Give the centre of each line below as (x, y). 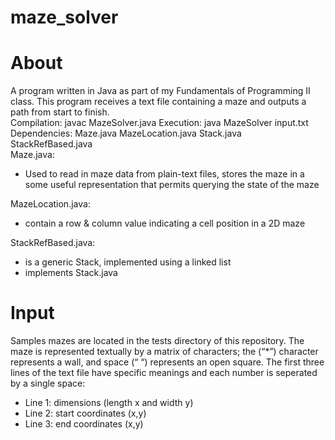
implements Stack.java (71, 273)
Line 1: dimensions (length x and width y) (109, 403)
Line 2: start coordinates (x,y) (85, 413)
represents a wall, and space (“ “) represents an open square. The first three (167, 362)
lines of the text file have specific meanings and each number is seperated (164, 373)
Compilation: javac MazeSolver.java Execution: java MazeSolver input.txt (159, 123)
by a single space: (48, 383)
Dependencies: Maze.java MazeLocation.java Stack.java (126, 133)
